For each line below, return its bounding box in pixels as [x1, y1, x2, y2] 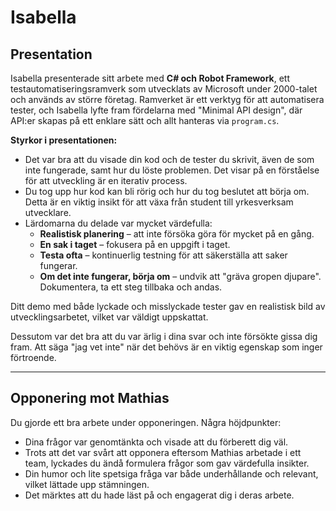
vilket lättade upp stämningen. [24, 478, 150, 490]
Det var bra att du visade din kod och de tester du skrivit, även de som [24, 154, 315, 165]
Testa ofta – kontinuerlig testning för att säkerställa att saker [39, 249, 288, 261]
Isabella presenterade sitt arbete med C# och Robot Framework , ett [10, 72, 290, 84]
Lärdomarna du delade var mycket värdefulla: [24, 217, 213, 229]
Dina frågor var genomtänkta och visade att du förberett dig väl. [24, 436, 289, 448]
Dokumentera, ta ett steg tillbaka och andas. [39, 281, 223, 293]
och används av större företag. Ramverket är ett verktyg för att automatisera [10, 94, 325, 105]
